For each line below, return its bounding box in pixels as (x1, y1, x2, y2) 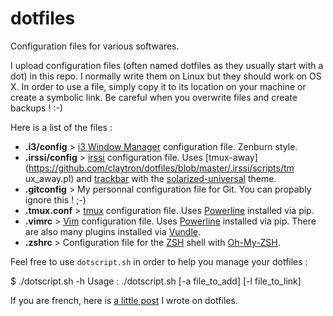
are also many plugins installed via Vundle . (24, 225, 202, 237)
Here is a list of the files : (10, 121, 113, 133)
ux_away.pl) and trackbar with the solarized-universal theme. (24, 172, 277, 184)
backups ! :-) (10, 102, 63, 114)
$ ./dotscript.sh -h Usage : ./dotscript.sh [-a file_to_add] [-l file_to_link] (10, 275, 302, 287)
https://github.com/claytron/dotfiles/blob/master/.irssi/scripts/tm (28, 162, 295, 174)
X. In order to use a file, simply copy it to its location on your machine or (10, 80, 307, 92)
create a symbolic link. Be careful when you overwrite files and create (10, 91, 298, 103)
